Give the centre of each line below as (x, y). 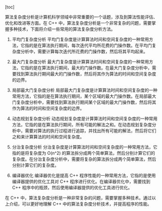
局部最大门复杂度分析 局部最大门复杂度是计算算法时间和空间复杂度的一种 (85, 90)
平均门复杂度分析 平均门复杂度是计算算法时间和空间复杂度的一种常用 (80, 39)
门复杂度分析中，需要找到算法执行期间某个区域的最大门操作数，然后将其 (84, 102)
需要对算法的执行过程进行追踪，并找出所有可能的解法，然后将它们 (90, 131)
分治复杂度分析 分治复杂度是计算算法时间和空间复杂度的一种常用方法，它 (85, 147)
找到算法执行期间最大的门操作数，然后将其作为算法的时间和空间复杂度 (86, 74)
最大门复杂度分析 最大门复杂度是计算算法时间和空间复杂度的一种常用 (80, 62)
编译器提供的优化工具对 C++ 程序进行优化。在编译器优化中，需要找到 (81, 181)
